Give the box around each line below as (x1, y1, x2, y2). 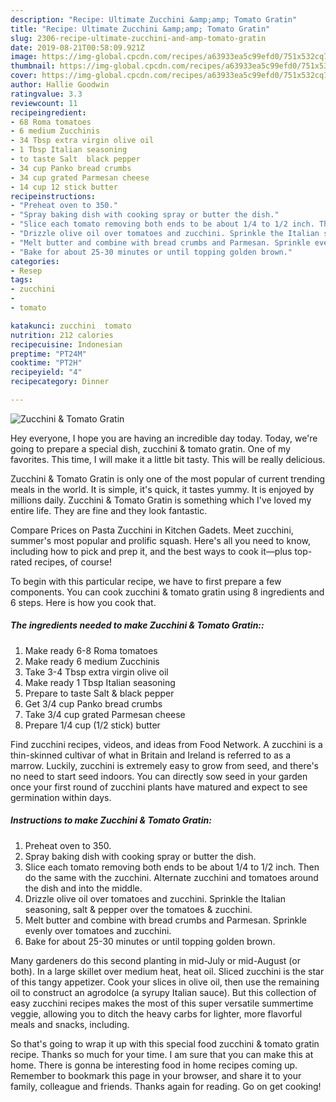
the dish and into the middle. (24, 882, 143, 894)
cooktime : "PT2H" (10, 358, 83, 368)
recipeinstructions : (10, 191, 97, 201)
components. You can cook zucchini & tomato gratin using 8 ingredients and (10, 586, 325, 598)
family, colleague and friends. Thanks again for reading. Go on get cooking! (10, 1080, 322, 1092)
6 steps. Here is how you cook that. (10, 596, 157, 608)
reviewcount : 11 (10, 98, 78, 108)
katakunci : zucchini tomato (10, 321, 132, 331)
